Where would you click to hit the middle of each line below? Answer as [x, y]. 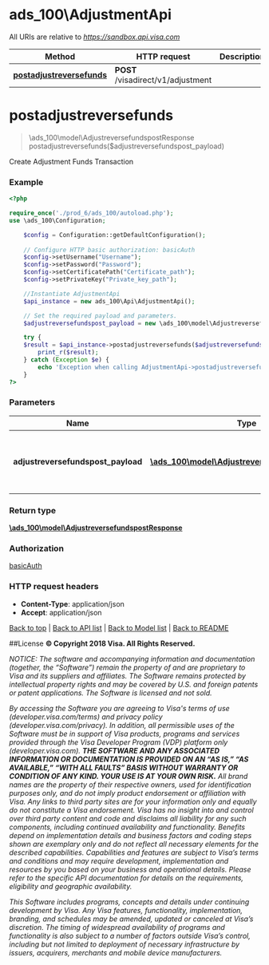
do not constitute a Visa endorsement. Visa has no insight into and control [131, 810]
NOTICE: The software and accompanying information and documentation [132, 658]
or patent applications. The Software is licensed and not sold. [111, 693]
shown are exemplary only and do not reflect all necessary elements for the [134, 844]
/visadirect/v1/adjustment [163, 80]
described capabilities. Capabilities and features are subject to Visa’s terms [134, 852]
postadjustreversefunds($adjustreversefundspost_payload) [126, 146]
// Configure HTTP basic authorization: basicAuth [109, 250]
